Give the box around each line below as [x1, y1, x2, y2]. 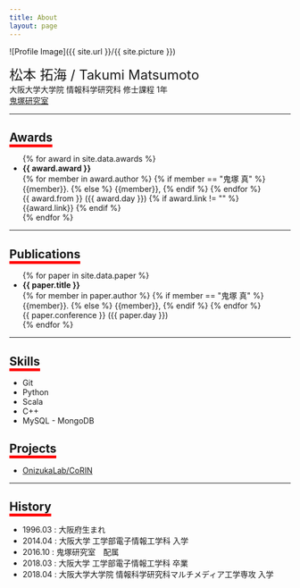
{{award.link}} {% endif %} [21, 203, 122, 214]
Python [21, 386, 49, 398]
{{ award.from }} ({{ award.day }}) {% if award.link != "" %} [21, 193, 239, 204]
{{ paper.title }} [21, 280, 80, 290]
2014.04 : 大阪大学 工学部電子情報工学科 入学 [21, 535, 189, 546]
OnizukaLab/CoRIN [21, 465, 94, 475]
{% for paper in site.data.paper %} [21, 270, 150, 281]
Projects [9, 441, 57, 457]
